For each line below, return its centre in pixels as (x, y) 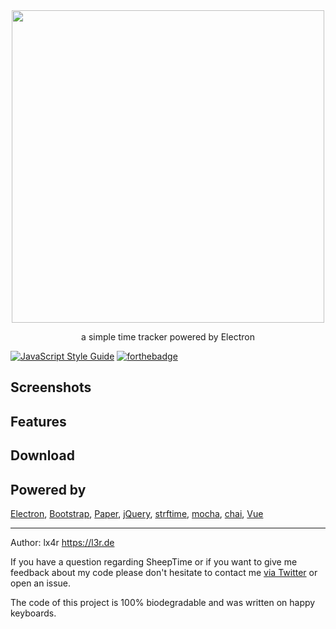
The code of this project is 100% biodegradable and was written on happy (163, 602)
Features (38, 421)
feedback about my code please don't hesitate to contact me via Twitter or (164, 572)
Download (42, 455)
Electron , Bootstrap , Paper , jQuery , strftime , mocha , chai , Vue (137, 513)
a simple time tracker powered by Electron (168, 337)
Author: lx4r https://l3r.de (62, 542)
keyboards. (33, 613)
